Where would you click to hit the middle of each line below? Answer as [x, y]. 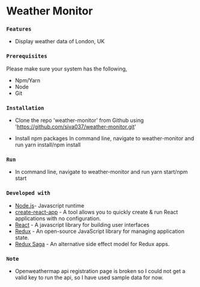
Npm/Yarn [28, 80]
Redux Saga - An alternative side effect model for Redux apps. [92, 244]
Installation [25, 108]
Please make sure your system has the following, [67, 69]
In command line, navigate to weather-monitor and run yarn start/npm [101, 172]
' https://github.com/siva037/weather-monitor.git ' [75, 127]
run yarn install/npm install [48, 145]
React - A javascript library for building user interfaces [82, 224]
